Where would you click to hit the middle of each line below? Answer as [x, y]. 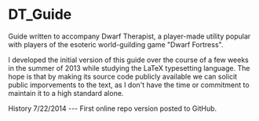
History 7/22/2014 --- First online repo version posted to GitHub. [113, 108]
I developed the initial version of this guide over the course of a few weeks [129, 60]
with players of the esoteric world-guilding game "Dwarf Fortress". [116, 44]
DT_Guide [40, 15]
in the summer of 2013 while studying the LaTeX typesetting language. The [129, 68]
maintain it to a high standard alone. [66, 93]
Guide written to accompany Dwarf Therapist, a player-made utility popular [129, 36]
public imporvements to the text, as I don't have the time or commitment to [129, 85]
